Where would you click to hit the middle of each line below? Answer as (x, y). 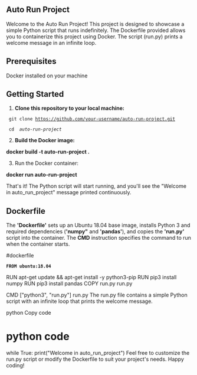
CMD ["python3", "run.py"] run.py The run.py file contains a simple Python (97, 295)
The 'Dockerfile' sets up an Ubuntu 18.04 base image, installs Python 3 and (98, 225)
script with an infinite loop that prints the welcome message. (80, 301)
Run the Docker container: (46, 163)
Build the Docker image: (45, 141)
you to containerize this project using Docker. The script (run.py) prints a (94, 36)
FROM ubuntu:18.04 (29, 266)
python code (38, 337)
